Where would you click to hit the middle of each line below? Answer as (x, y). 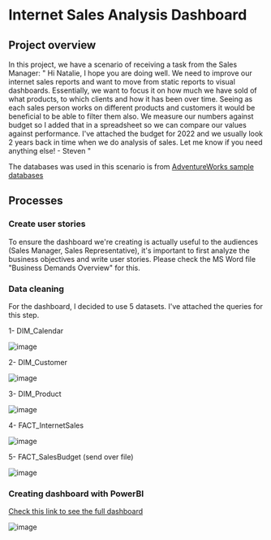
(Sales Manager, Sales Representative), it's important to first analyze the (129, 250)
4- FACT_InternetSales (46, 425)
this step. (24, 315)
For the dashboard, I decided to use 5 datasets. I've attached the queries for (136, 306)
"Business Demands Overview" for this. (74, 268)
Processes (36, 201)
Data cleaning (37, 289)
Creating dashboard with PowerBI (76, 494)
